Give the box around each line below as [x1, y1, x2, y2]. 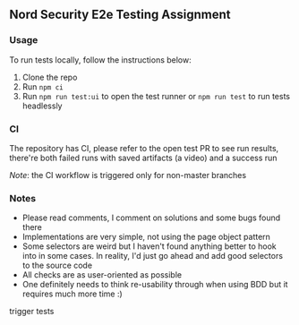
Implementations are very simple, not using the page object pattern [21, 232, 271, 243]
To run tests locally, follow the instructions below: [9, 54, 192, 65]
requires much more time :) [21, 288, 123, 299]
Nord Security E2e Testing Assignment [9, 7, 231, 22]
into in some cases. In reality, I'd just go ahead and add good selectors [21, 251, 284, 261]
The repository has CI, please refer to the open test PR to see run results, [9, 142, 279, 153]
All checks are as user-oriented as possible [21, 269, 182, 280]
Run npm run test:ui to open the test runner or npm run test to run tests [21, 90, 291, 101]
